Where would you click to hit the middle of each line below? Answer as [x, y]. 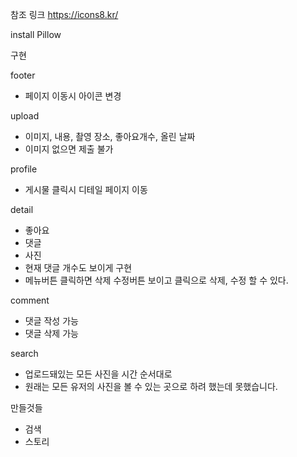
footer [23, 75]
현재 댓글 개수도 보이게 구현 [78, 267]
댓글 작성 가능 [51, 321]
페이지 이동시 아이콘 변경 [73, 96]
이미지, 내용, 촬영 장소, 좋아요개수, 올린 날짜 [110, 136]
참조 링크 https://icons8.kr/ [64, 14]
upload [25, 116]
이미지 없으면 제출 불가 [69, 149]
